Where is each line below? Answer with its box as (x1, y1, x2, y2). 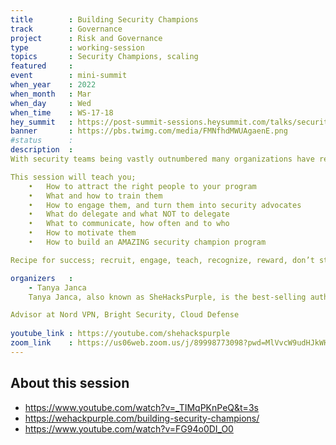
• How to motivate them (28, 228, 137, 238)
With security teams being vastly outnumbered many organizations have (10, 154, 315, 164)
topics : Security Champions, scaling (10, 52, 199, 62)
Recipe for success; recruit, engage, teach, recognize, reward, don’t (10, 255, 315, 265)
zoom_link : (10, 338, 74, 348)
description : (10, 145, 74, 155)
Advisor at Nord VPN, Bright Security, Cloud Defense (10, 310, 240, 320)
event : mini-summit (10, 71, 128, 81)
